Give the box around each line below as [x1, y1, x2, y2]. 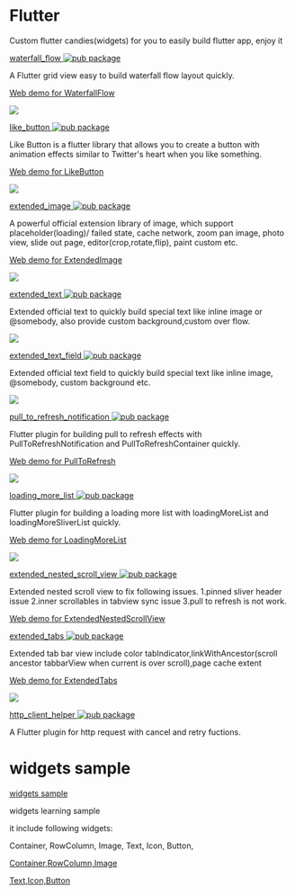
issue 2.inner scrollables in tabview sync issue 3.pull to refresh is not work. [9, 595, 287, 606]
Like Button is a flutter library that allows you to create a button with [9, 139, 260, 149]
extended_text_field [9, 350, 83, 361]
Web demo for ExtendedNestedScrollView [9, 613, 165, 623]
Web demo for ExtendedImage [9, 254, 123, 265]
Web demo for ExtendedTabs [9, 675, 118, 685]
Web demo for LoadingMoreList [9, 534, 128, 545]
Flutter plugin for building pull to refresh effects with [9, 428, 202, 439]
